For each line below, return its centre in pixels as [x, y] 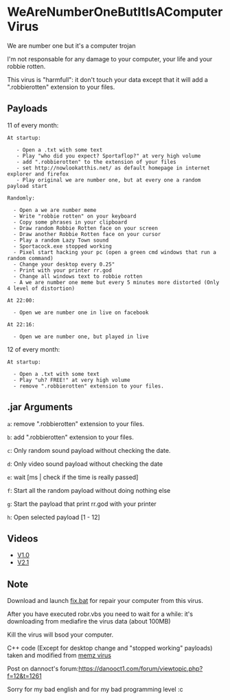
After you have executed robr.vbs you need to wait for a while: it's [100, 614]
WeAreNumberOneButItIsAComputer [115, 12]
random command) [30, 258]
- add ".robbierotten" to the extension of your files [96, 162]
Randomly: [21, 198]
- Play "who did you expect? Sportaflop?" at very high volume [108, 156]
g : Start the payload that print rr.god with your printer [82, 504]
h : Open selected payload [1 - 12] [54, 517]
